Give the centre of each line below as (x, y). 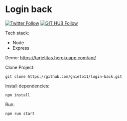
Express (21, 48)
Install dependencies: (27, 86)
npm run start (20, 113)
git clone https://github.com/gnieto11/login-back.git (64, 76)
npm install (18, 95)
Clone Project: (20, 67)
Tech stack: (17, 33)
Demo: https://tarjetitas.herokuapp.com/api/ (51, 57)
